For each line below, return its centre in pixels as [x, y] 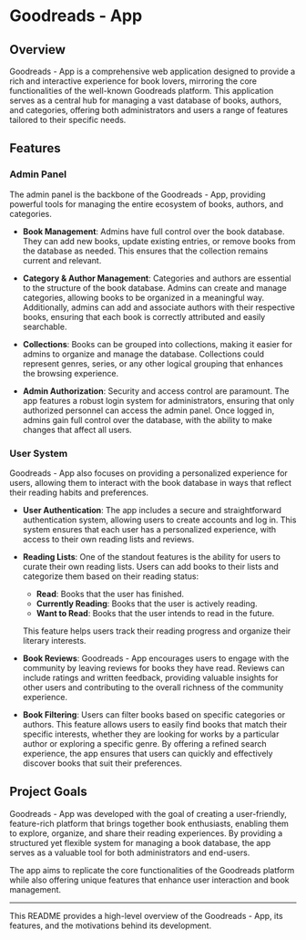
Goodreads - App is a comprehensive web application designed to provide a [153, 71]
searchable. [45, 326]
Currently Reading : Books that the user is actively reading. [147, 604]
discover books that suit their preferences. [102, 763]
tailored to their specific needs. [68, 120]
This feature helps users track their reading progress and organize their [157, 631]
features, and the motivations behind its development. [111, 925]
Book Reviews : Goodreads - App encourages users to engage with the [156, 658]
